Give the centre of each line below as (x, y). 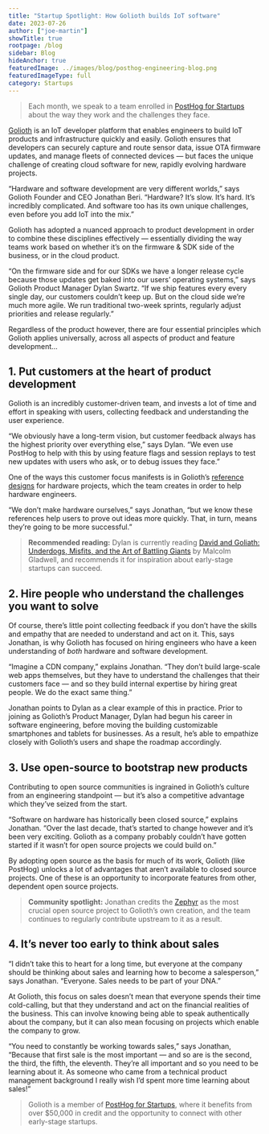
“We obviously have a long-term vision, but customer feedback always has (132, 436)
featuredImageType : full (50, 76)
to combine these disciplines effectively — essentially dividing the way (125, 238)
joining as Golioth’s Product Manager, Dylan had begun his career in (120, 717)
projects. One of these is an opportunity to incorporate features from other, (132, 877)
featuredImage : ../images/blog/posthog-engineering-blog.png (113, 68)
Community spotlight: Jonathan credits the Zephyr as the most (133, 902)
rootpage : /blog (35, 46)
